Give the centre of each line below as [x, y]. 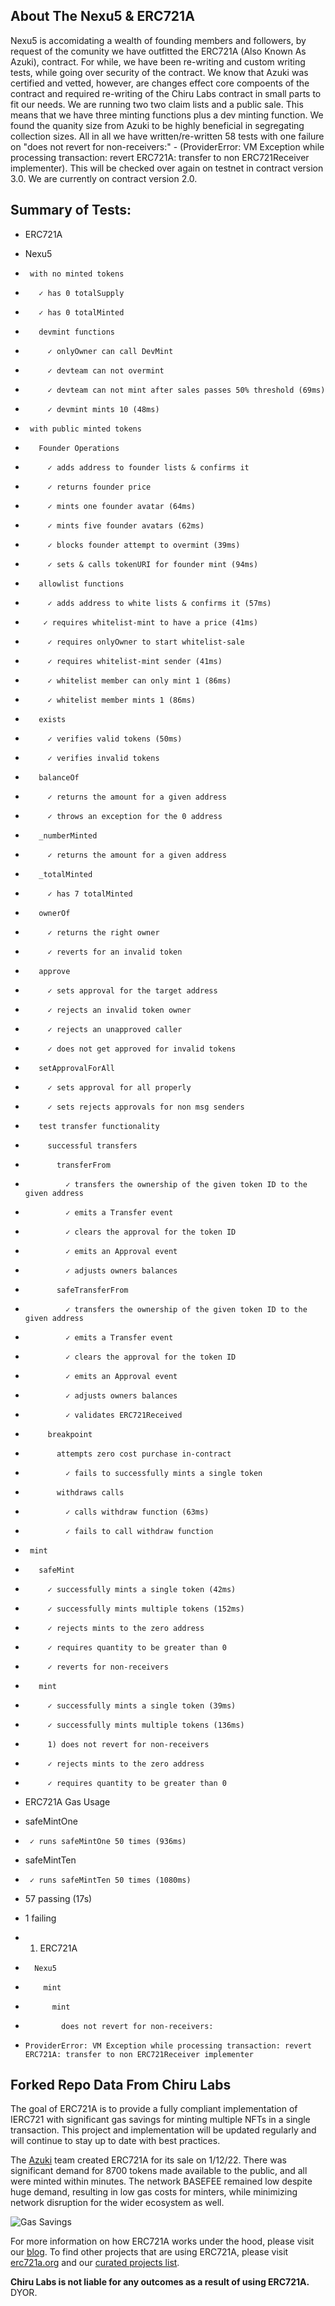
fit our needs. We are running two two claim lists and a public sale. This [157, 104]
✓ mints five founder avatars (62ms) [126, 525]
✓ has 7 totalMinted [90, 894]
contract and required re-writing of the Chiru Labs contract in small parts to [166, 93]
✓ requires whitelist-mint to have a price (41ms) [151, 622]
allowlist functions [81, 584]
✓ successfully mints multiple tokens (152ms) [146, 1609]
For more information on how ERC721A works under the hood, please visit [162, 2241]
